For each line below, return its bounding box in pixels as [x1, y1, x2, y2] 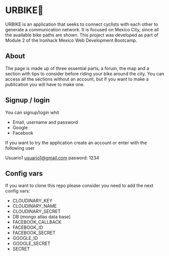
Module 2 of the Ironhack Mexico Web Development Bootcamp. [5, 37, 137, 43]
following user [5, 145, 35, 151]
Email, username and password [12, 119, 78, 125]
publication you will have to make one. [5, 81, 85, 87]
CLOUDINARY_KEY [12, 198, 53, 204]
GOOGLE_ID [12, 235, 38, 241]
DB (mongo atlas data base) [12, 214, 71, 220]
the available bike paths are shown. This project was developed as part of [5, 32, 159, 38]
